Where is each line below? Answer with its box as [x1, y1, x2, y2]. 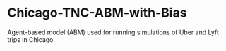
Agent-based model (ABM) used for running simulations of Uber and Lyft [7, 28, 219, 36]
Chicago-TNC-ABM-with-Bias [7, 5, 187, 21]
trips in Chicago [7, 35, 54, 43]
